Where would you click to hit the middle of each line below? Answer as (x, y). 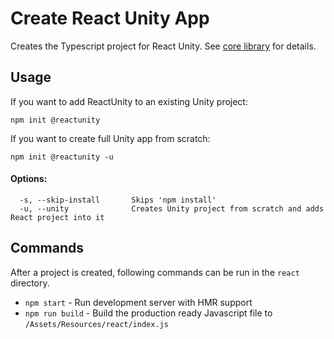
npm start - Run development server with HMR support (138, 302)
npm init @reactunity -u (62, 157)
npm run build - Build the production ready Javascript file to (148, 313)
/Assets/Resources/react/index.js (96, 324)
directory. (30, 283)
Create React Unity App (110, 18)
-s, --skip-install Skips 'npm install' (118, 200)
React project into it (57, 217)
